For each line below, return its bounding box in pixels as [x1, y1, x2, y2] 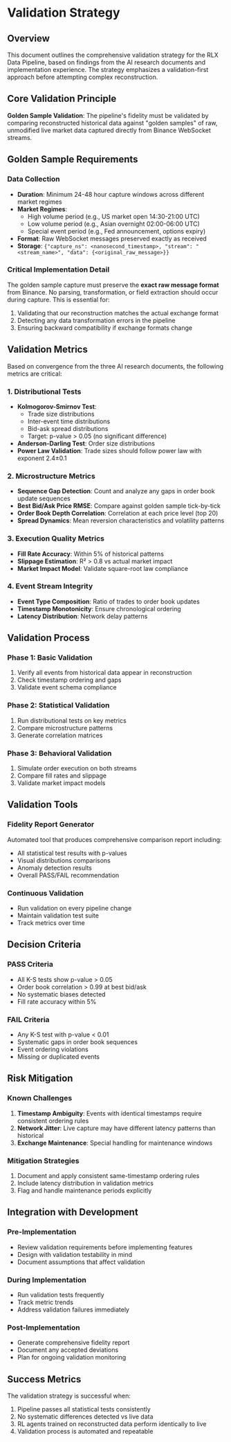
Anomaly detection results [17, 863, 92, 872]
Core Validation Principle [7, 93, 117, 105]
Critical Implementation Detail [7, 265, 110, 274]
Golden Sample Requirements [7, 154, 138, 166]
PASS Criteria [7, 960, 54, 969]
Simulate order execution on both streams [17, 764, 137, 773]
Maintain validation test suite [17, 911, 99, 920]
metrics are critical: [7, 369, 62, 378]
